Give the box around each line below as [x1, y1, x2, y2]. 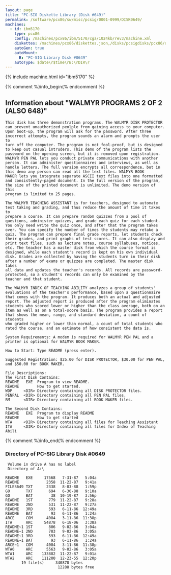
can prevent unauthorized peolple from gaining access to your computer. [5, 125, 165, 130]
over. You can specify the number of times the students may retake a [5, 227, 158, 233]
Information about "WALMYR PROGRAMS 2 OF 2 [5, 98, 163, 107]
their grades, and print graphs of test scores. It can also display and [5, 236, 165, 242]
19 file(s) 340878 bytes [21, 560, 83, 565]
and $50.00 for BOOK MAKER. [5, 361, 65, 367]
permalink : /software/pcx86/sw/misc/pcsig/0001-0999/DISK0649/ [5, 17, 142, 22]
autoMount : [14, 50, 38, 55]
